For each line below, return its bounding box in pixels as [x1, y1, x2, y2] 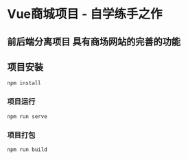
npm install [7, 80, 41, 87]
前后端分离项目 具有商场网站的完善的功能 [7, 36, 180, 47]
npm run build [7, 146, 48, 153]
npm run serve [7, 113, 48, 120]
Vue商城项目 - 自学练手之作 [7, 6, 163, 22]
